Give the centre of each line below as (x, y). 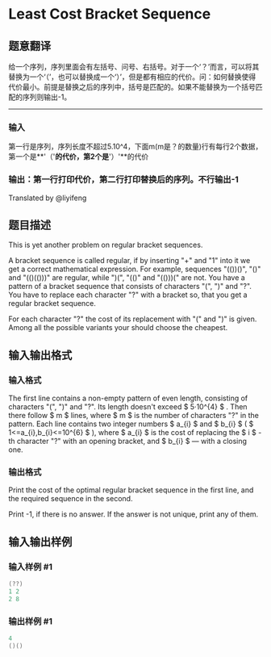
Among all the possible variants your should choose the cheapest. (118, 328)
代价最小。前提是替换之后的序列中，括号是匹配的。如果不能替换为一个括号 (132, 87)
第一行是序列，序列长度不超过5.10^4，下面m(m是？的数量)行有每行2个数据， (135, 147)
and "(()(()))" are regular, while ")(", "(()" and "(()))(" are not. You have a (127, 278)
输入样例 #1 (30, 567)
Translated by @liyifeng (48, 198)
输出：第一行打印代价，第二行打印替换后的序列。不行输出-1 (124, 180)
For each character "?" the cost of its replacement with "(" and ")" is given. (133, 319)
